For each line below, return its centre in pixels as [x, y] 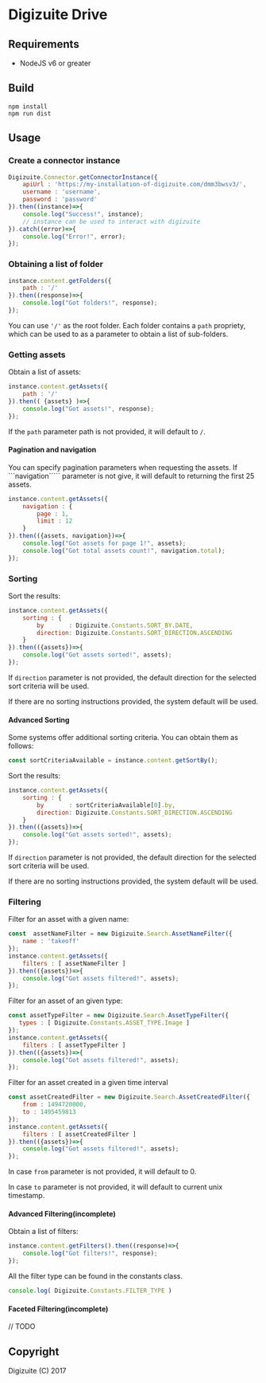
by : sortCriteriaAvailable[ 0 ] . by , [106, 805]
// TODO [22, 1326]
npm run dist [30, 113]
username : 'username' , [62, 192]
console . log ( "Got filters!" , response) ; [90, 1254]
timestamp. [27, 1196]
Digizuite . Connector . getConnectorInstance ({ [83, 177]
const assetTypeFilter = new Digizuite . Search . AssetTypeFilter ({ [118, 1016]
